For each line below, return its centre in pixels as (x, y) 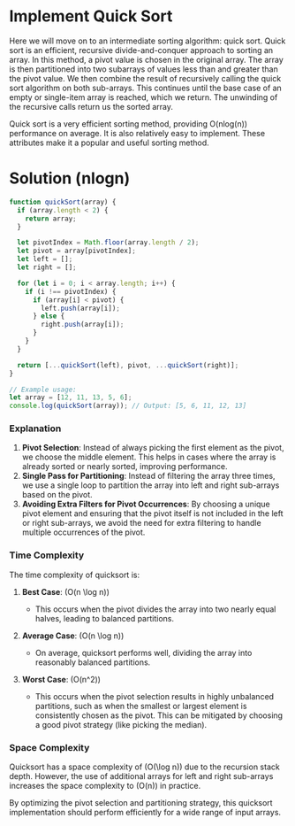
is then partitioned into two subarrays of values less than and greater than (144, 69)
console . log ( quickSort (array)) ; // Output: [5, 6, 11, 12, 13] (128, 406)
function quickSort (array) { (63, 202)
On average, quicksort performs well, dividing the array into (144, 652)
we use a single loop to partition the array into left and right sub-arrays (151, 485)
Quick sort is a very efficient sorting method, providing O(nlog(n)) (129, 124)
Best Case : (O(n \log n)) (66, 591)
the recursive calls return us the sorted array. (91, 106)
